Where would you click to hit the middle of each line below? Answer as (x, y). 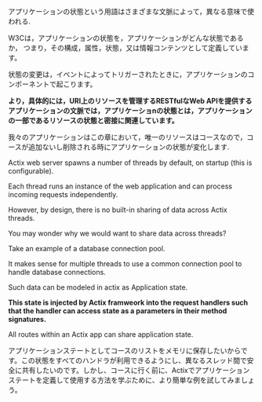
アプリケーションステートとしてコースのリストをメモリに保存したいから (124, 351)
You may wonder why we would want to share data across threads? (117, 233)
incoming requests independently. (63, 194)
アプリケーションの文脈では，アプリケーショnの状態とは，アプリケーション (130, 111)
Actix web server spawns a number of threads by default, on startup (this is (130, 163)
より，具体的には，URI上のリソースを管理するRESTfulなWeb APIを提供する (130, 101)
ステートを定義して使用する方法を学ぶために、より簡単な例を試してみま (125, 380)
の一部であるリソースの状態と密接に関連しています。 (93, 121)
